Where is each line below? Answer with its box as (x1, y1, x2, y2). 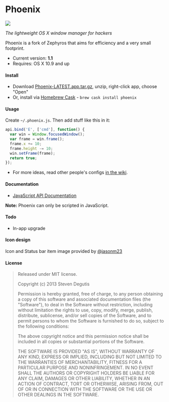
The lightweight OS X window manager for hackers (5, 30, 112, 36)
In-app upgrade (12, 225, 46, 231)
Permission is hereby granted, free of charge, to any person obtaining (17, 291, 163, 297)
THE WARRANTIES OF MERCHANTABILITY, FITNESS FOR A (17, 359, 143, 365)
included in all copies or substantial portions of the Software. (17, 338, 145, 344)
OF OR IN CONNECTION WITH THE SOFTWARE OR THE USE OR (17, 386, 152, 392)
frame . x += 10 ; (10, 141, 42, 146)
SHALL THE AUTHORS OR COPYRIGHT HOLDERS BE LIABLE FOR (17, 370, 155, 376)
